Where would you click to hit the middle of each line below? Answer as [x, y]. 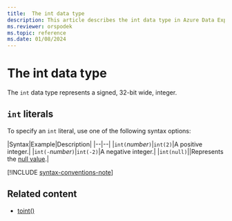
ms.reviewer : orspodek [40, 26]
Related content [42, 194]
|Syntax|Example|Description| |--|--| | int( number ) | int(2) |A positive [105, 144]
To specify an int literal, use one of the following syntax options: [99, 131]
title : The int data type [46, 13]
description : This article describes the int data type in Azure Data [111, 20]
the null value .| [28, 159]
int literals [30, 114]
